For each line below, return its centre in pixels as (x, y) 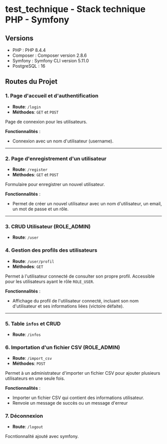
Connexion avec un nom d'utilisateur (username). (63, 141)
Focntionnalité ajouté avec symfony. (42, 437)
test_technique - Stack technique (75, 9)
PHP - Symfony (37, 20)
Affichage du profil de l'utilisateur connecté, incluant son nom (76, 300)
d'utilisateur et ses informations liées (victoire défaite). (68, 306)
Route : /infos (27, 334)
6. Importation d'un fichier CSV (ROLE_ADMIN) (63, 347)
